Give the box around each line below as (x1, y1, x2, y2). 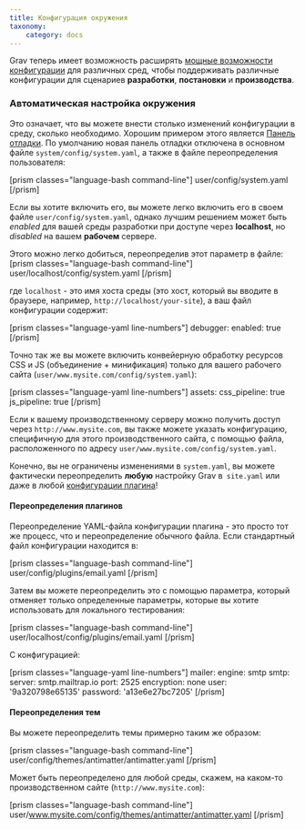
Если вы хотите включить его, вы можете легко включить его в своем (9, 201, 284, 212)
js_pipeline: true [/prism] (9, 396, 102, 407)
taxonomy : (9, 22, 47, 31)
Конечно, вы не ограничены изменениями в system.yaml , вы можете (9, 460, 276, 471)
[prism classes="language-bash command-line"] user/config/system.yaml (9, 174, 289, 185)
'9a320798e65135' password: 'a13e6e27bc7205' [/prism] (9, 686, 225, 697)
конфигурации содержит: (9, 304, 108, 315)
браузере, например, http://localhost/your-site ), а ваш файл (9, 295, 252, 306)
